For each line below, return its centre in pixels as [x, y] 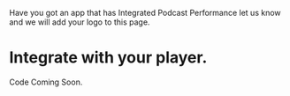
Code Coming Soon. [46, 82]
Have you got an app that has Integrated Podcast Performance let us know [145, 13]
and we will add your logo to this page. [80, 22]
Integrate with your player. [108, 58]
